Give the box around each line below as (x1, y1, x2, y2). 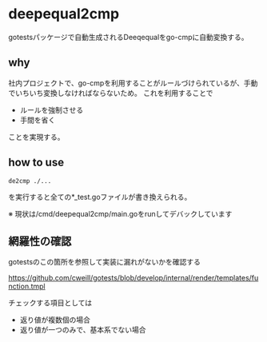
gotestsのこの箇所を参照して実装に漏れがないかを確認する (8, 257, 201, 267)
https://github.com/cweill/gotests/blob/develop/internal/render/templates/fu (8, 273, 259, 283)
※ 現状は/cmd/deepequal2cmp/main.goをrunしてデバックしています (8, 209, 233, 218)
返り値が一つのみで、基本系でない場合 (19, 325, 146, 335)
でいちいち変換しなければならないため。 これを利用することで (8, 88, 213, 97)
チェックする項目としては (8, 298, 93, 308)
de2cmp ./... (8, 177, 52, 185)
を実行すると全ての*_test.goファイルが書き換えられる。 (8, 192, 192, 201)
